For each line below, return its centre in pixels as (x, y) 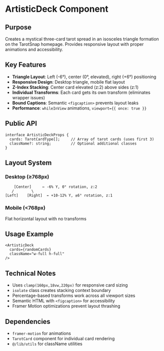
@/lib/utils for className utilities (47, 344)
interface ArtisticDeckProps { (37, 135)
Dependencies (28, 321)
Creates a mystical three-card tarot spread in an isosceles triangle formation (82, 39)
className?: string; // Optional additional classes (73, 144)
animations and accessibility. (34, 49)
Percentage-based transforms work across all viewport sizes (74, 295)
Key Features (26, 65)
